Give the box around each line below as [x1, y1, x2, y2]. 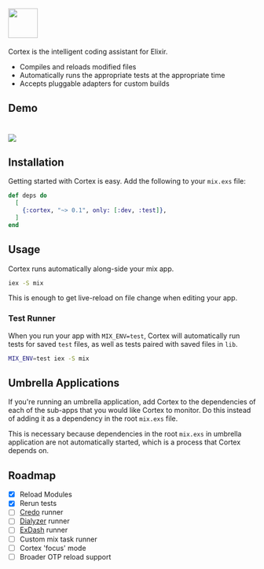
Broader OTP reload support [19, 552, 112, 561]
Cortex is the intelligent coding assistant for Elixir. [8, 46, 168, 56]
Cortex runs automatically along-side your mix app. [8, 264, 174, 273]
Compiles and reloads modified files [19, 61, 137, 71]
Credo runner [19, 508, 64, 517]
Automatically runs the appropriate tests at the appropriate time [19, 70, 225, 80]
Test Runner [8, 313, 57, 324]
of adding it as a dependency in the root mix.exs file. [8, 414, 178, 423]
